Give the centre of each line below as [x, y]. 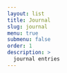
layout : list [26, 14]
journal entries [37, 59]
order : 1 [20, 46]
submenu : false [29, 40]
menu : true [23, 33]
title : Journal [29, 20]
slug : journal [28, 26]
